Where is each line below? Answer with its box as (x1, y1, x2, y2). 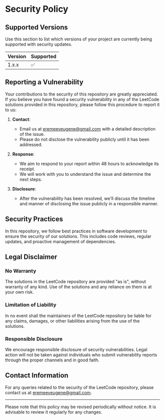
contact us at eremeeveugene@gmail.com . (5, 389, 92, 395)
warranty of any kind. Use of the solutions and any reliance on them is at (5, 284, 152, 290)
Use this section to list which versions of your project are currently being (5, 36, 152, 42)
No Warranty (5, 267, 37, 274)
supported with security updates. (5, 41, 73, 47)
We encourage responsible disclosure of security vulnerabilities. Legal (5, 346, 147, 353)
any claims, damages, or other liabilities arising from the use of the (5, 318, 140, 323)
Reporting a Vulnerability (5, 78, 83, 87)
